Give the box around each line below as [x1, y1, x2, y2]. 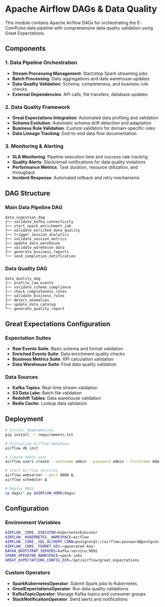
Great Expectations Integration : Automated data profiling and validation [12, 115, 159, 121]
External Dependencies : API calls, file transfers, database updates [12, 91, 148, 97]
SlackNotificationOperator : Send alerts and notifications [12, 596, 128, 602]
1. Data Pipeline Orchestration [5, 59, 78, 66]
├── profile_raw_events [5, 280, 54, 286]
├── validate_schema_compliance [5, 285, 71, 290]
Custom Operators [5, 569, 51, 576]
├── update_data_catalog [5, 302, 56, 307]
